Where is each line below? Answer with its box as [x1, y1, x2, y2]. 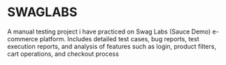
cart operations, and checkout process [7, 50, 119, 58]
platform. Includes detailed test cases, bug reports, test [39, 34, 199, 43]
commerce [7, 34, 38, 43]
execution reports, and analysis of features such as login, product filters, [7, 42, 217, 50]
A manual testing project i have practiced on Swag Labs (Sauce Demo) [7, 27, 211, 36]
